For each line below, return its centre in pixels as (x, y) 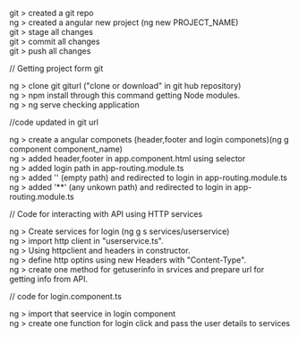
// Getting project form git (56, 68)
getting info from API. (49, 279)
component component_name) (66, 149)
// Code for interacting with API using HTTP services (106, 214)
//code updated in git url (54, 122)
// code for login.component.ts (66, 296)
